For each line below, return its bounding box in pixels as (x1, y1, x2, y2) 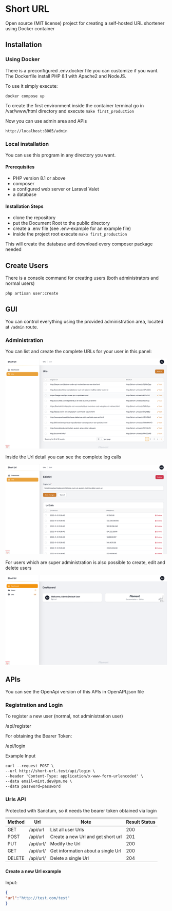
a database (12, 191, 37, 198)
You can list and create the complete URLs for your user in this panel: (5, 348, 152, 355)
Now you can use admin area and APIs (5, 118, 87, 124)
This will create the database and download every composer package (5, 241, 153, 247)
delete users (5, 565, 32, 571)
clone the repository (12, 215, 56, 221)
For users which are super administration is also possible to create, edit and (5, 559, 165, 565)
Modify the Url (50, 841, 81, 847)
